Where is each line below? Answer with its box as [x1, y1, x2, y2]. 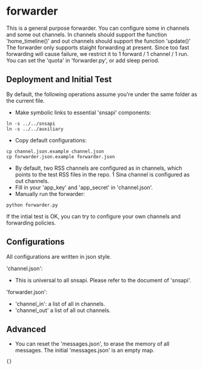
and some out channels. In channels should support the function [6, 30, 167, 38]
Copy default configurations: [15, 136, 87, 144]
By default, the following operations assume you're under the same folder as [6, 90, 198, 98]
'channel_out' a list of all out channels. [15, 306, 111, 314]
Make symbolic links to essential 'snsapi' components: [15, 108, 151, 116]
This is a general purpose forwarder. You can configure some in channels [6, 24, 190, 32]
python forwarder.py [6, 202, 59, 208]
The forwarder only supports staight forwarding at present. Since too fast [6, 44, 190, 51]
